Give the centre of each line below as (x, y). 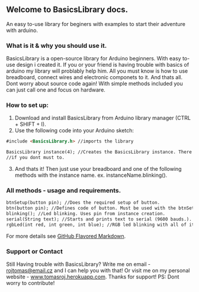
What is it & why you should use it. (57, 46)
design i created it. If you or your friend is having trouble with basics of (103, 65)
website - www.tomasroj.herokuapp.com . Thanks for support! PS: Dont (93, 277)
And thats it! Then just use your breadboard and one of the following (98, 169)
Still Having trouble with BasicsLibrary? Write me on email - (78, 264)
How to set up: (28, 105)
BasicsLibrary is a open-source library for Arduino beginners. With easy (94, 59)
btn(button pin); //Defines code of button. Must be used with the (91, 208)
